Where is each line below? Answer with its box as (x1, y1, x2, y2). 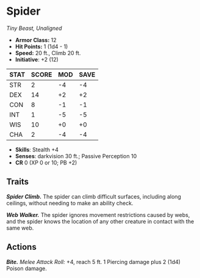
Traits (6, 177, 29, 187)
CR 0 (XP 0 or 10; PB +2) (15, 159, 77, 166)
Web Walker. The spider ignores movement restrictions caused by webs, (6, 211, 190, 218)
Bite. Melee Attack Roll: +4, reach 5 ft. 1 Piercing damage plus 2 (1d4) (6, 258, 181, 265)
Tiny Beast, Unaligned (6, 24, 62, 32)
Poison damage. (6, 265, 47, 272)
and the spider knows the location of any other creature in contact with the (6, 218, 195, 225)
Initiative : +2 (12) (15, 56, 59, 63)
